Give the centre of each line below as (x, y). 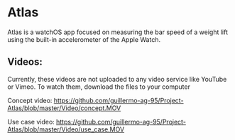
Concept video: (30, 100)
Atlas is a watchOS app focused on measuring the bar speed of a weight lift (118, 32)
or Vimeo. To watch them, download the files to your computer (99, 87)
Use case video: (31, 122)
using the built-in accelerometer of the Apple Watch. (84, 39)
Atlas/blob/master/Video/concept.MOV (64, 108)
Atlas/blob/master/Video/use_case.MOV (66, 129)
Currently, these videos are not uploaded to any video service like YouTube (117, 79)
